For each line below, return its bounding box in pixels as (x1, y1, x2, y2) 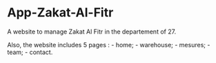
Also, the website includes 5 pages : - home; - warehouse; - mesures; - (7, 40, 210, 49)
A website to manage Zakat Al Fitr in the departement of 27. (7, 27, 177, 36)
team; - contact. (7, 48, 53, 56)
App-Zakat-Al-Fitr (7, 5, 114, 21)
